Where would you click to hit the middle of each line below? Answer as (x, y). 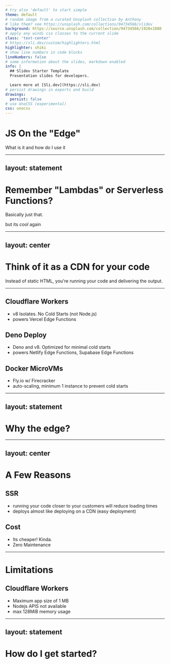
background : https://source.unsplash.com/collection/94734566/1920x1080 (83, 29)
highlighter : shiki (26, 48)
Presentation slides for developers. (50, 76)
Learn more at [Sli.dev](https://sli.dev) (55, 85)
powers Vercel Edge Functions (45, 319)
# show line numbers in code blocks (44, 52)
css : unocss (18, 109)
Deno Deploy (26, 335)
